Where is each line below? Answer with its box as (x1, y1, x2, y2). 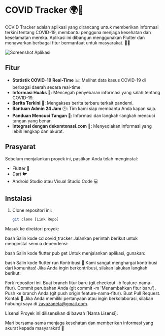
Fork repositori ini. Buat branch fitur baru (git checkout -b (5, 280, 122, 286)
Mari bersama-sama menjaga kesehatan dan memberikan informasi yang (5, 320, 154, 326)
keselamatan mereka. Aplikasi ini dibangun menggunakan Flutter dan (5, 35, 145, 40)
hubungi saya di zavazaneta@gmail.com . (5, 301, 89, 307)
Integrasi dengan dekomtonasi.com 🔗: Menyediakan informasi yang (12, 123, 152, 129)
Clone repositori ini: (12, 207, 52, 213)
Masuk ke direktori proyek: (5, 226, 59, 232)
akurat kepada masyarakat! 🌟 (5, 325, 65, 331)
